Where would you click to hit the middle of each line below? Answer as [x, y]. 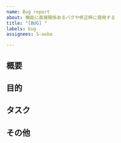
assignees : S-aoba [29, 34]
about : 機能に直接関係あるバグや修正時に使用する [61, 17]
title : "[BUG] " [27, 23]
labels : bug [21, 29]
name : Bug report [28, 12]
